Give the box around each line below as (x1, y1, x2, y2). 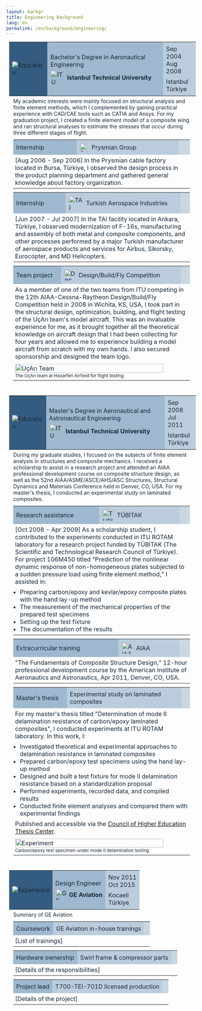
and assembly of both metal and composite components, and (15, 230, 185, 238)
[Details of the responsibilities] (15, 966, 101, 974)
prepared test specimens (20, 610, 90, 619)
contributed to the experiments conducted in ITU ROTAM (15, 533, 174, 541)
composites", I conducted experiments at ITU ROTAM (15, 725, 164, 733)
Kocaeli (108, 891, 129, 899)
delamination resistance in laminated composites (20, 750, 156, 758)
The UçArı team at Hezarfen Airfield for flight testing (15, 373, 124, 379)
